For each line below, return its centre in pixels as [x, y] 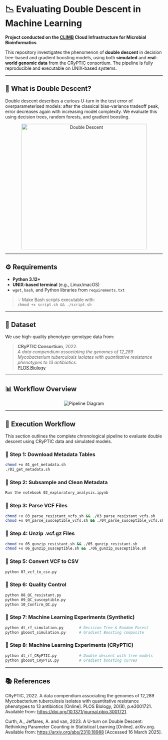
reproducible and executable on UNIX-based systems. [61, 68]
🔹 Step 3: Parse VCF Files [36, 506]
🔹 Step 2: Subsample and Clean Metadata [56, 482]
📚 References [28, 681]
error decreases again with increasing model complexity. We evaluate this [81, 111]
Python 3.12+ [26, 279]
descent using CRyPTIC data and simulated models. [59, 441]
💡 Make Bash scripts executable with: [56, 300]
